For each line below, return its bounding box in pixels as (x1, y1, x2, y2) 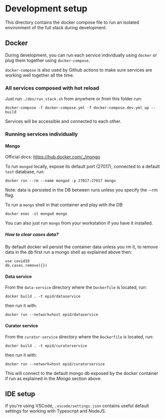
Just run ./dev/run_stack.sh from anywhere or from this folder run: (5, 96, 142, 102)
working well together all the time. (5, 72, 74, 78)
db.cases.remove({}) (5, 263, 48, 268)
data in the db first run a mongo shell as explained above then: (5, 249, 132, 255)
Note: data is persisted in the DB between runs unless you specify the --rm (5, 187, 158, 193)
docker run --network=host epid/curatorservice (5, 362, 105, 367)
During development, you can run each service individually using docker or (5, 52, 157, 58)
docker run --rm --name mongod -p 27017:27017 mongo (5, 179, 116, 184)
